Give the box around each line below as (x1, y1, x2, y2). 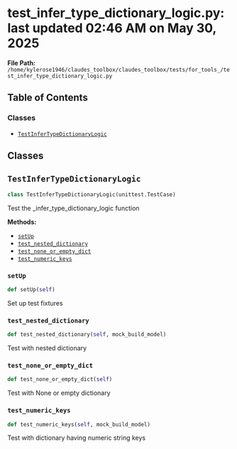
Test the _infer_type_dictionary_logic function (7, 204, 140, 212)
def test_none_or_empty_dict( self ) (7, 376, 113, 383)
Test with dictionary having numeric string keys (7, 433, 146, 442)
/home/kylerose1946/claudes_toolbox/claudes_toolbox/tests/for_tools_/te (7, 66, 231, 73)
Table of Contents (7, 92, 89, 104)
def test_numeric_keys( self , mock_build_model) (7, 421, 151, 428)
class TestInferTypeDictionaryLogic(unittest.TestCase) (7, 190, 176, 198)
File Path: (7, 58, 36, 67)
